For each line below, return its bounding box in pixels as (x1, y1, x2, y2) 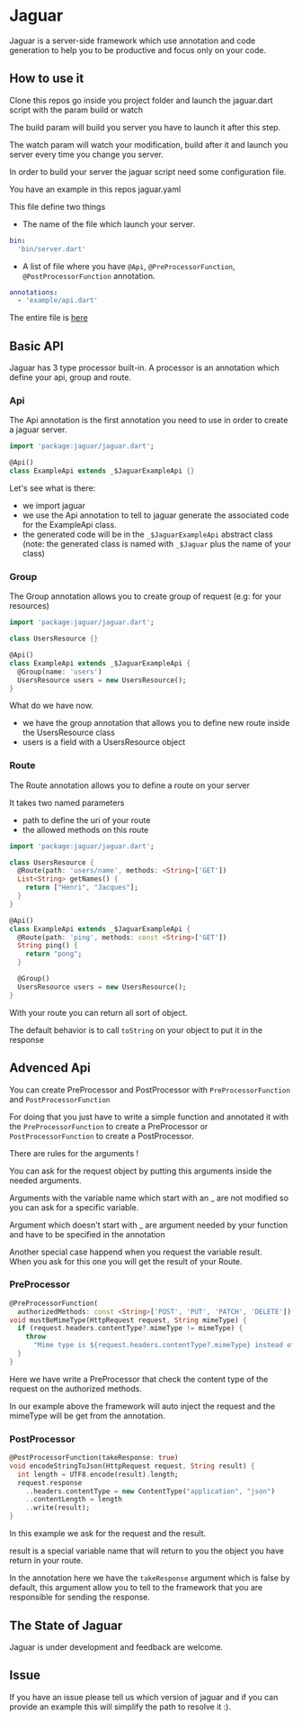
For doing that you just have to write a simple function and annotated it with (9, 1111, 289, 1122)
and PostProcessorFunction (9, 1093, 111, 1104)
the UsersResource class (22, 727, 115, 738)
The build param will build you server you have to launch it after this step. (9, 122, 281, 132)
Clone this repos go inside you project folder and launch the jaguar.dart (9, 95, 273, 105)
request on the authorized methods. (9, 1383, 142, 1394)
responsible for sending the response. (9, 1591, 150, 1603)
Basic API (9, 339, 65, 354)
